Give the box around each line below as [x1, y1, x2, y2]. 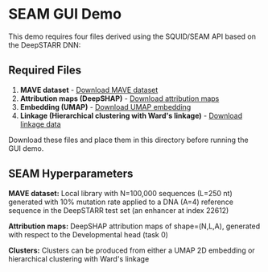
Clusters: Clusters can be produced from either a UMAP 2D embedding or [8, 245, 255, 255]
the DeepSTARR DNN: [8, 40, 81, 49]
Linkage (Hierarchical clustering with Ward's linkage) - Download [19, 111, 243, 120]
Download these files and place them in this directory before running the [8, 135, 249, 144]
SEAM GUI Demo [8, 5, 122, 23]
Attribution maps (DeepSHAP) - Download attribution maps [19, 94, 220, 103]
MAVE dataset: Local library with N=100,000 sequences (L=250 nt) [8, 188, 233, 198]
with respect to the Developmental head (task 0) [8, 229, 169, 239]
